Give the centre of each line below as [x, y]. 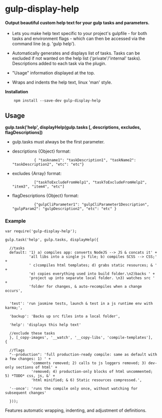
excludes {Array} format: [37, 174]
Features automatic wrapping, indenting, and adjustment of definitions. [76, 410]
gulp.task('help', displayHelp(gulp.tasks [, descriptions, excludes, [73, 127]
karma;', [14, 308]
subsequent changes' [26, 393]
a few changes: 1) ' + [28, 359]
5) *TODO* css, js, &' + [30, 376]
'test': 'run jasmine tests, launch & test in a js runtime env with [81, 303]
